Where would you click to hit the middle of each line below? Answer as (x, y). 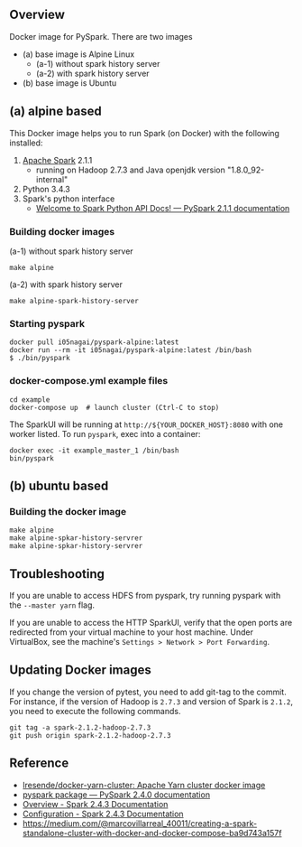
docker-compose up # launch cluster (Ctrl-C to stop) (114, 407)
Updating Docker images (80, 670)
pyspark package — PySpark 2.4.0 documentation (116, 795)
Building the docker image (68, 511)
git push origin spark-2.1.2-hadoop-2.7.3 (90, 735)
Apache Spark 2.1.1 (57, 160)
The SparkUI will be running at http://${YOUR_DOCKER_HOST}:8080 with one (146, 424)
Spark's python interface (69, 199)
